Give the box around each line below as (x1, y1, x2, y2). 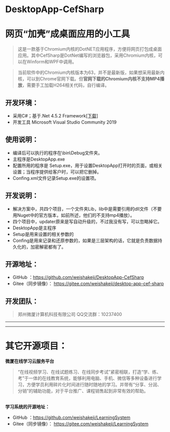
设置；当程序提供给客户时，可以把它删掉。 (12, 169, 102, 175)
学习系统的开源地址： (5, 404, 50, 410)
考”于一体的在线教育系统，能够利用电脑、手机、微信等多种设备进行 (17, 375, 157, 381)
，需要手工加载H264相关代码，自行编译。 (22, 82, 110, 88)
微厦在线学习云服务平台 (5, 358, 54, 364)
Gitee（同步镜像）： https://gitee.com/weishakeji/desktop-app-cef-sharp (12, 281, 164, 287)
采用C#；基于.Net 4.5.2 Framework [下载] (12, 112, 99, 119)
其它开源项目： (5, 340, 68, 352)
